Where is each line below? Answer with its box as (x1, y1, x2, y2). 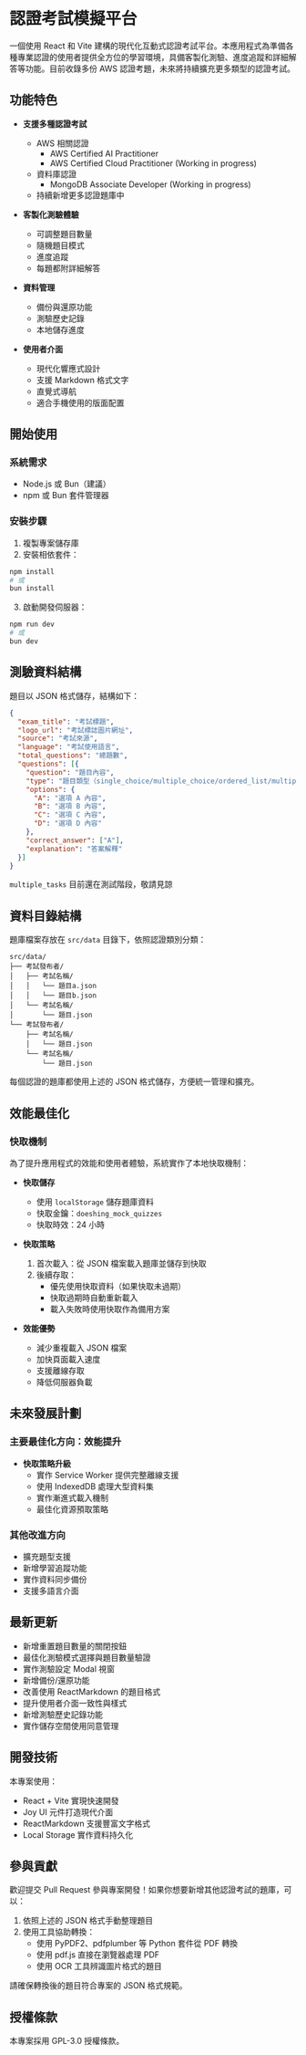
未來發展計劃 (9, 1406, 82, 1422)
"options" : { (25, 785, 76, 794)
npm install (9, 567, 55, 576)
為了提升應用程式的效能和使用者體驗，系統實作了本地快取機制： (9, 1157, 249, 1168)
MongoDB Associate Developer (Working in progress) (49, 179, 252, 190)
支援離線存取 (36, 1365, 85, 1376)
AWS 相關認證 (36, 138, 89, 149)
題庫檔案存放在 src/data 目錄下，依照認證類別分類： (9, 934, 207, 945)
